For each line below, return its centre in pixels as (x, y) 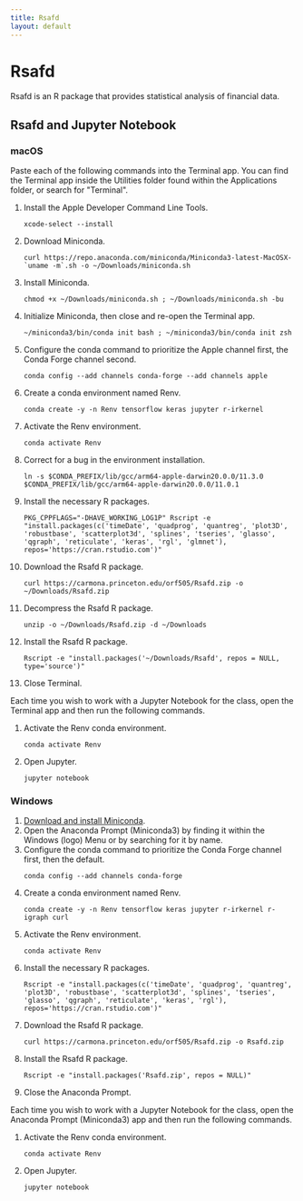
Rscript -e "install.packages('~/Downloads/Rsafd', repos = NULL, (151, 659)
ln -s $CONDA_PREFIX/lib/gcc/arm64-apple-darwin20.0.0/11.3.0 (143, 477)
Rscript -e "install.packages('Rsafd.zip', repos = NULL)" (137, 1076)
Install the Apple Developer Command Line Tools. (116, 208)
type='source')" (54, 666)
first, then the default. (64, 859)
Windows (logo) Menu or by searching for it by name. (123, 840)
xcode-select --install (68, 225)
